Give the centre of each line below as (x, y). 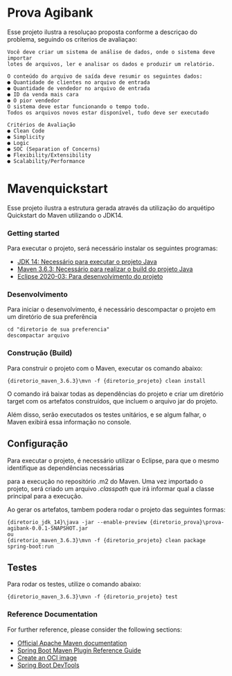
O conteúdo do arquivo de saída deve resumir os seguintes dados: (105, 76)
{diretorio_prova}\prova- (187, 522)
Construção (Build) (40, 353)
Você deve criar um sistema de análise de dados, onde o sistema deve (111, 52)
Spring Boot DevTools (48, 665)
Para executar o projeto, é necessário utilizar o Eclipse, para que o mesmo (113, 460)
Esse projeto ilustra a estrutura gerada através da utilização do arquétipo (111, 208)
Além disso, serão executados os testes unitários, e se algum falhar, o (107, 415)
